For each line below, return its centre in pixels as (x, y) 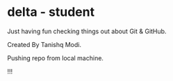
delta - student (51, 12)
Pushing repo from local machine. (56, 58)
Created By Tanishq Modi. (44, 44)
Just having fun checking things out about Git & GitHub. (87, 31)
